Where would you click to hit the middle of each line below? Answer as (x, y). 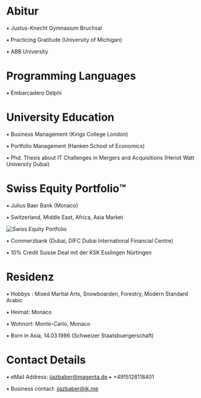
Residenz (30, 277)
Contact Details (46, 360)
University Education (61, 117)
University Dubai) (28, 164)
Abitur (23, 11)
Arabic (15, 300)
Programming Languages (71, 76)
